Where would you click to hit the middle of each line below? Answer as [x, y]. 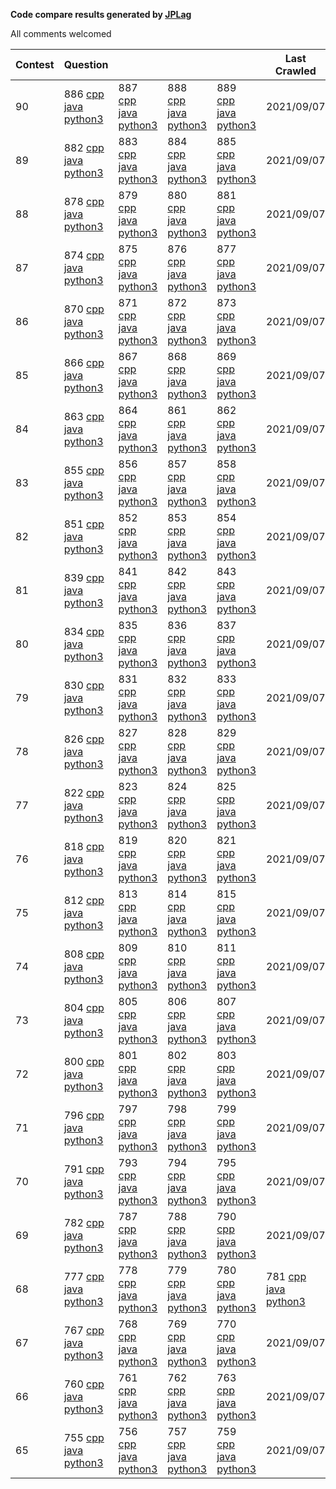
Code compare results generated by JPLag [101, 14]
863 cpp [84, 416]
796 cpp [84, 1115]
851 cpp [84, 524]
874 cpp [84, 255]
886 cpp [84, 94]
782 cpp [84, 1222]
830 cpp [84, 685]
